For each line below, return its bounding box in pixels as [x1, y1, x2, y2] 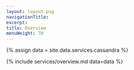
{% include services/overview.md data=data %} [6, 58, 123, 65]
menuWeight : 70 [6, 31, 44, 36]
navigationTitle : [6, 14, 49, 20]
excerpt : [6, 19, 28, 25]
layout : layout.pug [6, 8, 55, 15]
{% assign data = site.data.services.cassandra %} [6, 46, 129, 54]
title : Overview [6, 25, 46, 31]
